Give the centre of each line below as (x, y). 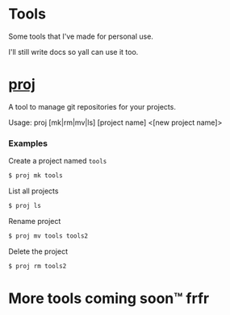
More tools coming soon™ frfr (109, 298)
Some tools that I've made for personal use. (81, 36)
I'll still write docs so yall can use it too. (73, 52)
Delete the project (38, 251)
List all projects (33, 191)
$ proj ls (25, 206)
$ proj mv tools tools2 (48, 236)
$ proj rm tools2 (38, 266)
